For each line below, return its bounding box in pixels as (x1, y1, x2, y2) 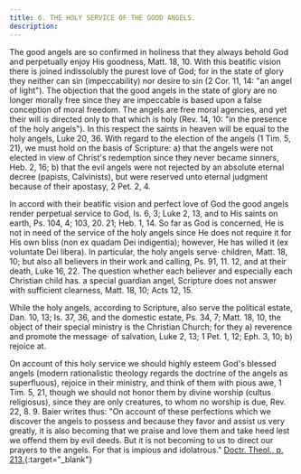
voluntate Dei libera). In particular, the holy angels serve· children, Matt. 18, (9, 246, 288, 257)
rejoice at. (9, 340, 47, 351)
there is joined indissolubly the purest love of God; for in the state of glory (9, 65, 285, 77)
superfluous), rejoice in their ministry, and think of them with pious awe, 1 (9, 376, 282, 388)
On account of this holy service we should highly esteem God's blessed (9, 358, 277, 368)
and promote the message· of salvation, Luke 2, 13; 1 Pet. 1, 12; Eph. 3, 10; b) (9, 330, 293, 341)
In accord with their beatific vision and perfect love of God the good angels (9, 198, 289, 209)
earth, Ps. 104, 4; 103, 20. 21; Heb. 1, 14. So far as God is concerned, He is (9, 218, 285, 228)
